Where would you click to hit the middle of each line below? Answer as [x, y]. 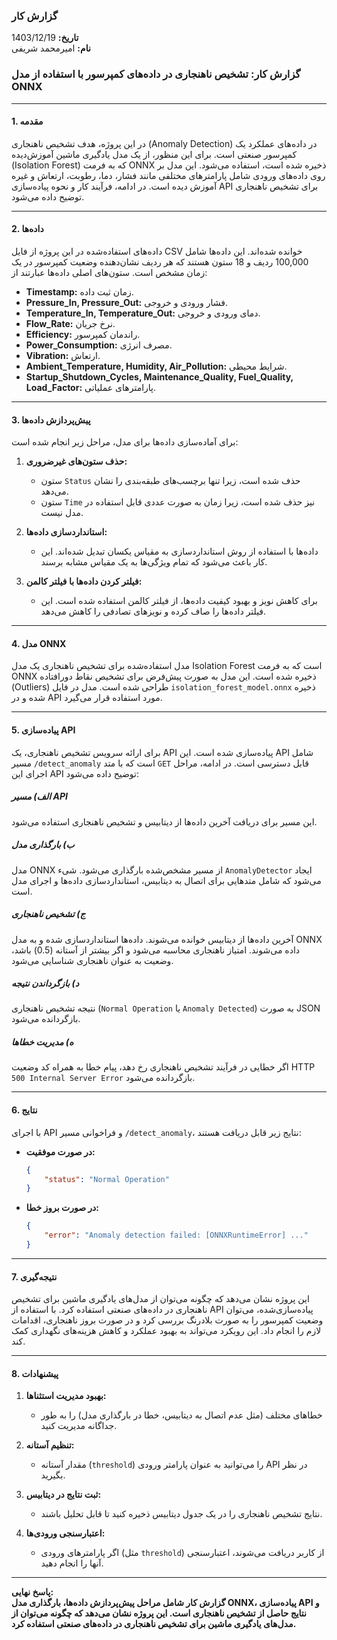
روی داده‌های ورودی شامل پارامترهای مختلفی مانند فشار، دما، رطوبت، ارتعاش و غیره [168, 175]
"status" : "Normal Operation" [107, 1179]
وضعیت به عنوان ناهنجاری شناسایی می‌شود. [92, 960]
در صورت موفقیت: [60, 1151]
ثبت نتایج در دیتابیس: [63, 1495]
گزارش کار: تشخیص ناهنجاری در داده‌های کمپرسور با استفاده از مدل [156, 74]
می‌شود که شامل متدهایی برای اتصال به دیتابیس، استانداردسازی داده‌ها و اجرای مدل [166, 880]
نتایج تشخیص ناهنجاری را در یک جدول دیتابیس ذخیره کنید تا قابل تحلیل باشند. [181, 1514]
